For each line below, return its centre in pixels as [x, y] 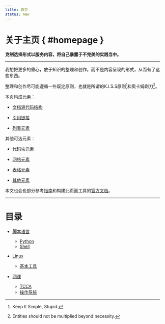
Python [27, 242]
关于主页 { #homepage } [55, 40]
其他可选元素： [20, 138]
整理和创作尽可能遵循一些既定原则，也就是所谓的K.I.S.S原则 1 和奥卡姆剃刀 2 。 [82, 86]
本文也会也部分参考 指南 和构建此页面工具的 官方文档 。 [59, 191]
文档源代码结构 [27, 107]
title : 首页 [16, 10]
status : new [17, 14]
